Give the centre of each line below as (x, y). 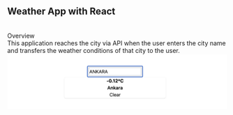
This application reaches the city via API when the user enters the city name (117, 43)
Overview (21, 36)
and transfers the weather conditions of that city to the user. (93, 50)
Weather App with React (61, 11)
